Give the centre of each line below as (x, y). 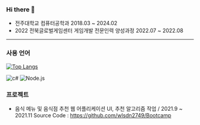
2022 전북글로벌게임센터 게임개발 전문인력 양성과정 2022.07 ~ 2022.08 (99, 31)
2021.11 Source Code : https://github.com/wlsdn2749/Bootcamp (93, 115)
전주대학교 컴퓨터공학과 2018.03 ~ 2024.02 (66, 23)
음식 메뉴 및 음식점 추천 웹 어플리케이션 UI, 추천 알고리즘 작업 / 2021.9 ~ (99, 108)
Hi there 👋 (21, 10)
